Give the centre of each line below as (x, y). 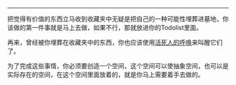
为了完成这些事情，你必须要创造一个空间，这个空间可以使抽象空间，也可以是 (118, 66)
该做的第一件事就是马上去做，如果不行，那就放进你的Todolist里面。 (105, 28)
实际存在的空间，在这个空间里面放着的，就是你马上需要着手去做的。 (106, 75)
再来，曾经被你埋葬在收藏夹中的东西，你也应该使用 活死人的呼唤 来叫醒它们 (115, 42)
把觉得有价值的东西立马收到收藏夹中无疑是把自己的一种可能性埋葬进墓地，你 (118, 19)
